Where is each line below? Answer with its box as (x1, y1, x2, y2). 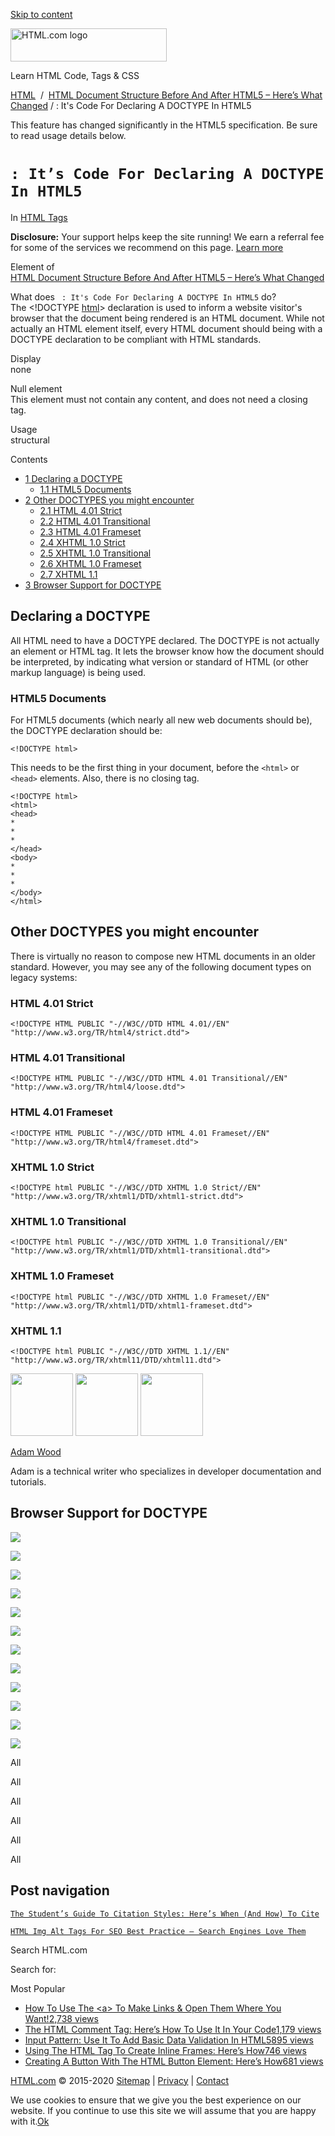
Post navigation (10, 1882, 110, 1899)
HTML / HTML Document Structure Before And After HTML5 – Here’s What (10, 89, 323, 101)
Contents (10, 453, 48, 465)
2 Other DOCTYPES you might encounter (24, 494, 195, 506)
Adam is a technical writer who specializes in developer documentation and (10, 1465, 322, 1477)
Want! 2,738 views (24, 2012, 99, 2024)
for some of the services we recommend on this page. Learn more (10, 241, 284, 253)
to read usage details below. (10, 130, 127, 141)
